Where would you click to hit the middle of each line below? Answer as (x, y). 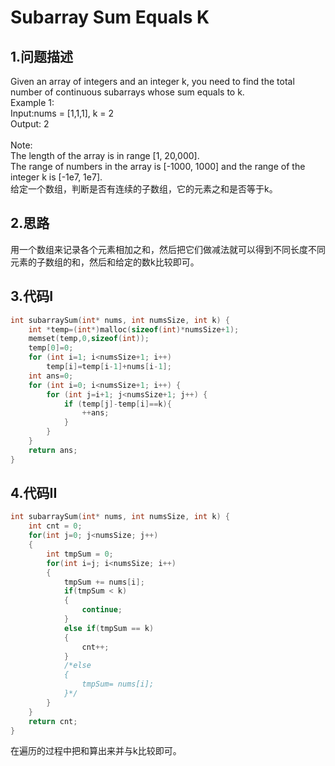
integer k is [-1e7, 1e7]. (56, 177)
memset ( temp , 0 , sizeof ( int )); (89, 339)
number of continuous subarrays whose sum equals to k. (127, 92)
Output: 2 (30, 124)
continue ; (102, 610)
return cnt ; (53, 721)
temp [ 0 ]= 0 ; (51, 348)
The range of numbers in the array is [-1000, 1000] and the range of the (158, 166)
